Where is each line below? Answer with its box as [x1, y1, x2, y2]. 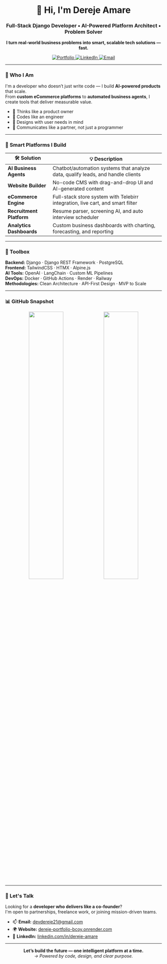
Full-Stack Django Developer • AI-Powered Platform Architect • [5, 22, 162, 29]
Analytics [7, 222, 31, 229]
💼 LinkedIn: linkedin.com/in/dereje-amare [12, 933, 98, 939]
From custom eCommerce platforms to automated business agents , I [5, 93, 150, 99]
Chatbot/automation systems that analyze [52, 165, 150, 172]
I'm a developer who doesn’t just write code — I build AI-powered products [5, 83, 161, 89]
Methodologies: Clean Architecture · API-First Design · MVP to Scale [5, 281, 147, 287]
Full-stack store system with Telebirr [52, 193, 139, 200]
